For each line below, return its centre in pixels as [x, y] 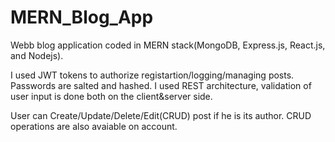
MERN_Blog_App [82, 17]
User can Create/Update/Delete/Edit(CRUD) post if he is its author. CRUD [161, 115]
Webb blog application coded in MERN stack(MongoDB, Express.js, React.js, [168, 45]
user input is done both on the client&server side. [111, 96]
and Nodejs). [37, 55]
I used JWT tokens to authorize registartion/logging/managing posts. [152, 75]
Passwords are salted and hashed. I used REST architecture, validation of [161, 85]
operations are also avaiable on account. [94, 126]
